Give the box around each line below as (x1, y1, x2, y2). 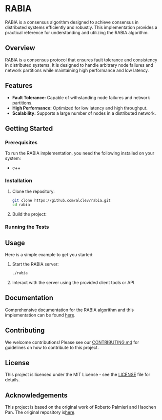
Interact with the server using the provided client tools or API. (12, 279, 136, 285)
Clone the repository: (12, 188, 55, 194)
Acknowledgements (5, 391, 68, 399)
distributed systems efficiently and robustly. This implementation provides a (5, 24, 158, 30)
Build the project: (12, 211, 47, 217)
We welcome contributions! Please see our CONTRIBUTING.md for (5, 339, 139, 345)
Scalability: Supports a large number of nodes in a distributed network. (12, 110, 156, 116)
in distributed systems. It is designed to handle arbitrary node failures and (5, 62, 154, 68)
